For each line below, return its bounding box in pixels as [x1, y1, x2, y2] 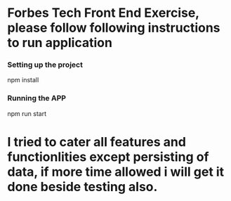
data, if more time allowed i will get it [7, 164, 225, 180]
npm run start [7, 109, 47, 117]
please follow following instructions [7, 20, 220, 36]
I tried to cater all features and [7, 134, 186, 150]
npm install [7, 76, 39, 84]
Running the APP [7, 93, 67, 103]
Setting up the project [7, 60, 83, 70]
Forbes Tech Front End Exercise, [7, 5, 199, 21]
